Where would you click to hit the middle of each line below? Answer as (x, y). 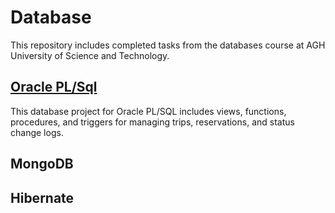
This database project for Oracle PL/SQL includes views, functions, (148, 111)
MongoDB (42, 164)
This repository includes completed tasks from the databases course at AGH (168, 45)
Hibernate (42, 197)
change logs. (37, 132)
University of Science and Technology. (90, 55)
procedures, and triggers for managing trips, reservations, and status (152, 122)
